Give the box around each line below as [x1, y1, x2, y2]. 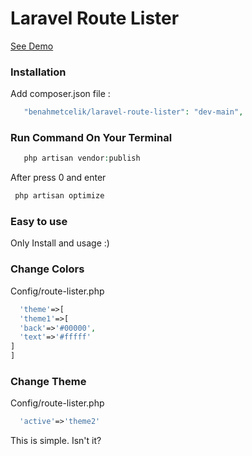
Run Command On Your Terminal [10, 131, 173, 145]
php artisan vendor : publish [23, 153, 141, 164]
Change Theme [10, 374, 87, 388]
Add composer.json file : [10, 88, 111, 100]
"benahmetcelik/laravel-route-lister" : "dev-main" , [23, 107, 244, 117]
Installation [10, 65, 67, 79]
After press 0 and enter [10, 172, 107, 184]
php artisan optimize [14, 191, 105, 201]
